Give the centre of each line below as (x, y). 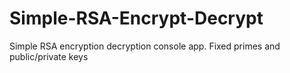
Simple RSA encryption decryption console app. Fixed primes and (145, 46)
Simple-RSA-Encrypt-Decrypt (136, 18)
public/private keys (49, 56)
